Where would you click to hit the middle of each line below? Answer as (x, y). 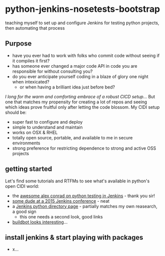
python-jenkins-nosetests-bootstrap (82, 9)
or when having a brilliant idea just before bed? (67, 87)
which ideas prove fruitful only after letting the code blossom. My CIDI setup (82, 107)
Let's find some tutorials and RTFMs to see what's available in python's (77, 181)
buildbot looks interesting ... (40, 222)
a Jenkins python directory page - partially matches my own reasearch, (85, 206)
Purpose (18, 44)
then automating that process (35, 28)
